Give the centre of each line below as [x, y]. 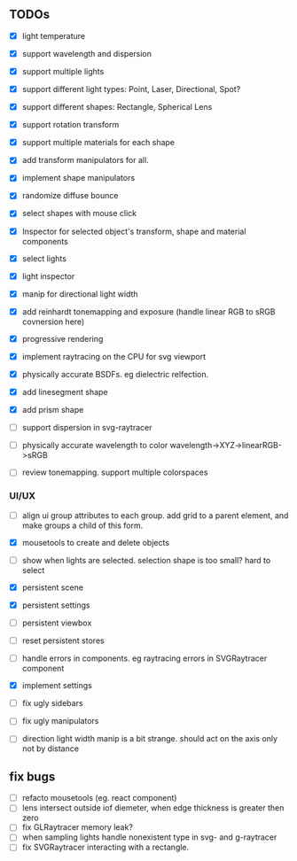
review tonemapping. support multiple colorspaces [115, 472]
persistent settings [56, 605]
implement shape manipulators [78, 178]
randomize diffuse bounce [70, 196]
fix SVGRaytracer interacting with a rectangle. [106, 847]
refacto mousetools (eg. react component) [99, 798]
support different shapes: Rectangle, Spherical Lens [117, 107]
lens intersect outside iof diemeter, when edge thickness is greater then [153, 808]
